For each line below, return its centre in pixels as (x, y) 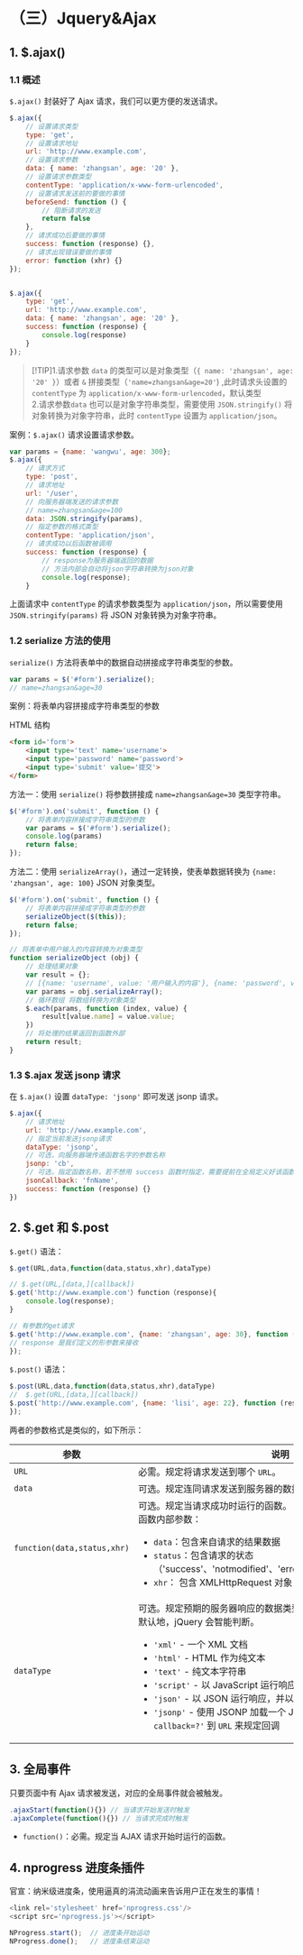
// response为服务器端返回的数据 (97, 560)
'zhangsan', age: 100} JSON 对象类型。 (85, 883)
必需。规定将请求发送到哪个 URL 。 (210, 1472)
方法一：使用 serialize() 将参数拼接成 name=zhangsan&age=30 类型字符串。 (147, 794)
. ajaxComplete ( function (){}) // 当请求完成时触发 (99, 1818)
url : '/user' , (52, 493)
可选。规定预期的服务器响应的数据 (211, 1608)
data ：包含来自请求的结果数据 (217, 1541)
